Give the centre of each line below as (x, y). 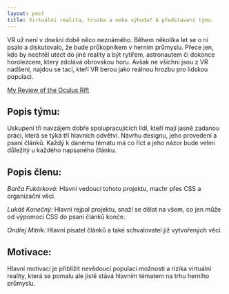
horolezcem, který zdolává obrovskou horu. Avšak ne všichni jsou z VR (108, 62)
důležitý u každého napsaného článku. (62, 150)
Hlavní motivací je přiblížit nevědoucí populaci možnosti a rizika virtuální (109, 268)
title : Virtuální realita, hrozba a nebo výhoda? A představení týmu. (111, 20)
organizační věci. (31, 196)
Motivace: (29, 252)
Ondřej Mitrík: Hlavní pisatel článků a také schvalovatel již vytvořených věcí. (115, 230)
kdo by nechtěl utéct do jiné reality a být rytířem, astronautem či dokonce (111, 54)
